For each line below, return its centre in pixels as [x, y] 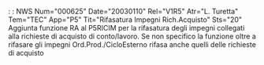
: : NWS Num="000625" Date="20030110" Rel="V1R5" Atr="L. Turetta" [123, 11]
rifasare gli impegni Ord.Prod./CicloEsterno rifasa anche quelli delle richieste [132, 45]
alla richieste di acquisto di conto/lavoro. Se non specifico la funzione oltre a [132, 36]
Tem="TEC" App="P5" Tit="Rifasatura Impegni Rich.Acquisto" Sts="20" [125, 20]
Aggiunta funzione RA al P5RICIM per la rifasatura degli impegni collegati [126, 28]
